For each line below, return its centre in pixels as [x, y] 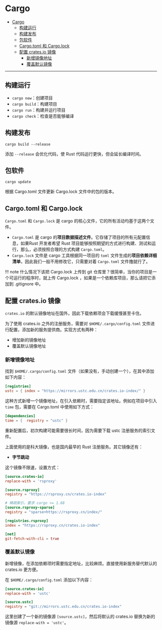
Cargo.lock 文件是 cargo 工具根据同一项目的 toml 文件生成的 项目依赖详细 [84, 255]
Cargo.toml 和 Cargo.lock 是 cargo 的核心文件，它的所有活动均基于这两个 [78, 221]
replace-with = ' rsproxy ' [31, 481]
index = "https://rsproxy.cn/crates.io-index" [53, 525]
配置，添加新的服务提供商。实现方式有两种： [53, 330]
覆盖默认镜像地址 [29, 346]
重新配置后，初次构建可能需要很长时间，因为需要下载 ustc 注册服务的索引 [78, 430]
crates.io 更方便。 [23, 569]
